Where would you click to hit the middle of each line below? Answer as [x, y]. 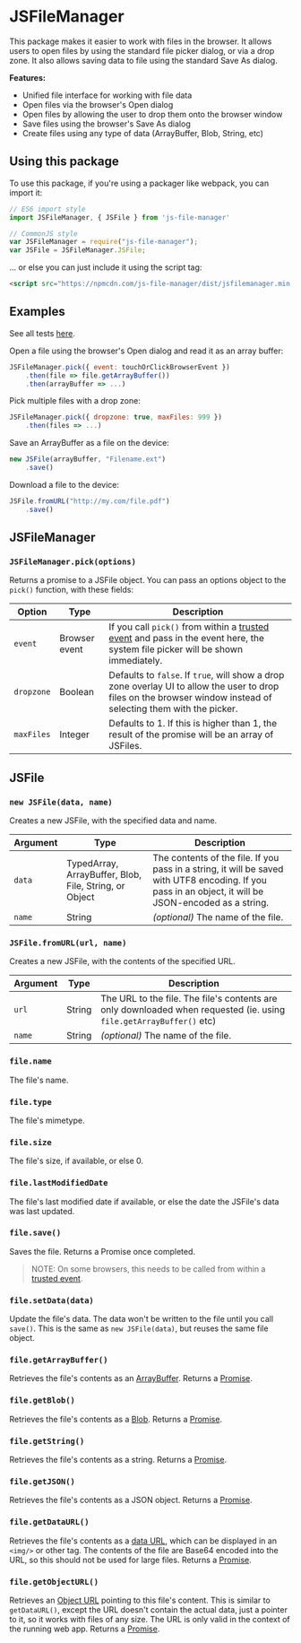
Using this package [64, 162]
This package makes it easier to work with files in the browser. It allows [141, 41]
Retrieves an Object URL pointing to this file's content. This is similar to [140, 1600]
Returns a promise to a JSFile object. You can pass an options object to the [148, 580]
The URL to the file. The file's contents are [189, 999]
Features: [28, 77]
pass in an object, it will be [208, 891]
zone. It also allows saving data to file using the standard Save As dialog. [143, 60]
